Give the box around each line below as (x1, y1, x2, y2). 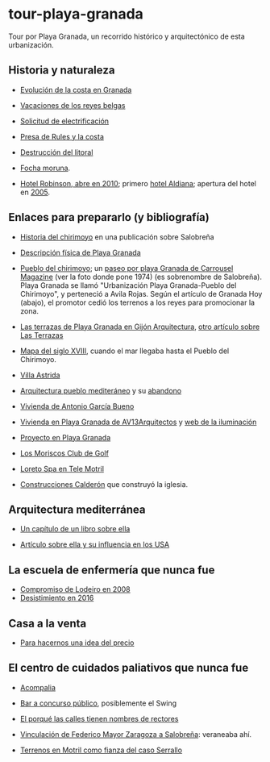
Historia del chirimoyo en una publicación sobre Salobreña (19, 231, 215, 242)
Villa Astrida (19, 370, 60, 380)
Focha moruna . (19, 163, 71, 173)
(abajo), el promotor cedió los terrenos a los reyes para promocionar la (19, 298, 255, 307)
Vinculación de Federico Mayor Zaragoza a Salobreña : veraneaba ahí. (19, 729, 252, 739)
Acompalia (19, 682, 56, 692)
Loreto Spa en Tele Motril (19, 464, 105, 473)
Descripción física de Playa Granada (19, 248, 141, 257)
